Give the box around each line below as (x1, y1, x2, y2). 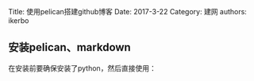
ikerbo (8, 16, 29, 25)
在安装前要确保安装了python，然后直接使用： (8, 63, 156, 73)
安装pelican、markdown (8, 40, 131, 54)
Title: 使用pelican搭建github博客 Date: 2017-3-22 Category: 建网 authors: (8, 7, 248, 16)
